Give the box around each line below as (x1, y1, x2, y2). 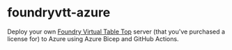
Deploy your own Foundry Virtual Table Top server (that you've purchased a (7, 27, 225, 36)
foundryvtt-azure (7, 5, 111, 21)
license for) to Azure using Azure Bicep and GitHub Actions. (7, 34, 179, 42)
